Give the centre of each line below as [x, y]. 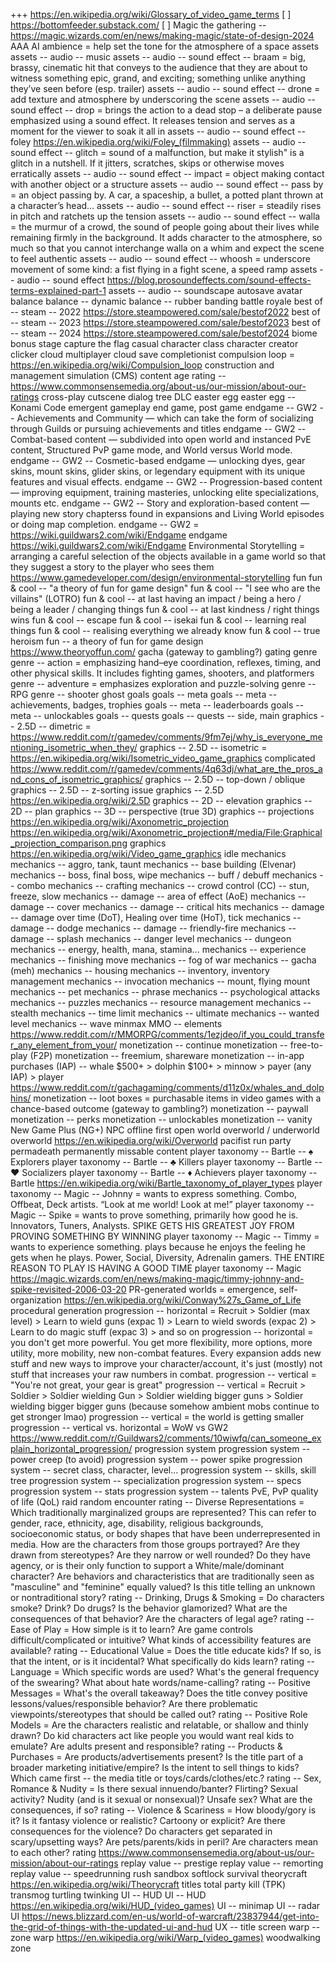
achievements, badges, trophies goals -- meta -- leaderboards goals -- [157, 705]
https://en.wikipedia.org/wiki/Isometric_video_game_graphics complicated [163, 758]
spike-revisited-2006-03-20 [68, 1289]
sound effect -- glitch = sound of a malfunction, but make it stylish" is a [157, 152]
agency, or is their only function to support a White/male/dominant [147, 1565]
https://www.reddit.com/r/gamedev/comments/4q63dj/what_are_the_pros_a [166, 768]
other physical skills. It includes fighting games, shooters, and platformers [162, 673]
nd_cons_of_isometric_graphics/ [76, 779]
